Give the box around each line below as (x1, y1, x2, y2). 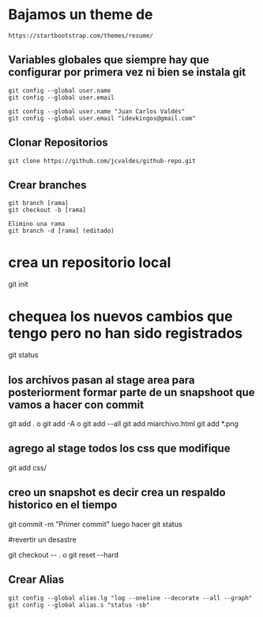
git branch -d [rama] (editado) (8, 227, 115, 235)
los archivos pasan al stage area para (8, 373, 195, 387)
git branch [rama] (8, 200, 69, 208)
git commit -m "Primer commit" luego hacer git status (8, 519, 183, 528)
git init (8, 280, 29, 289)
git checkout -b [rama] (8, 206, 87, 215)
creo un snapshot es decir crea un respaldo (8, 486, 227, 500)
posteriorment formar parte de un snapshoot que (8, 386, 255, 399)
